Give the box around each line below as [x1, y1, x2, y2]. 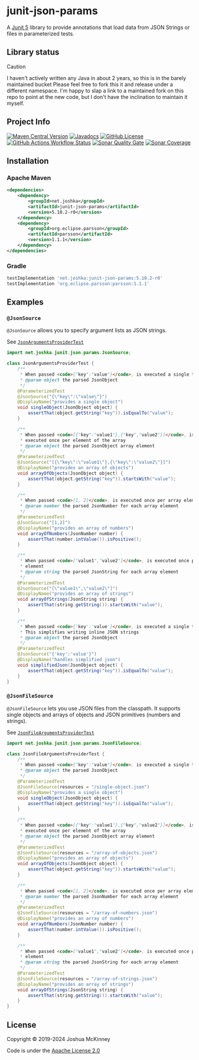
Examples [6, 297, 44, 308]
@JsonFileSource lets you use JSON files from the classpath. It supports [6, 704, 181, 712]
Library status [6, 47, 60, 57]
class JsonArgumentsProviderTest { [6, 360, 94, 367]
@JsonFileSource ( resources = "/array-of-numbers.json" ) [17, 910, 158, 916]
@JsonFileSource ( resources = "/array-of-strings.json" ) [17, 976, 158, 982]
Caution [6, 63, 26, 70]
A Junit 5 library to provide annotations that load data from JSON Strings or [6, 24, 190, 31]
